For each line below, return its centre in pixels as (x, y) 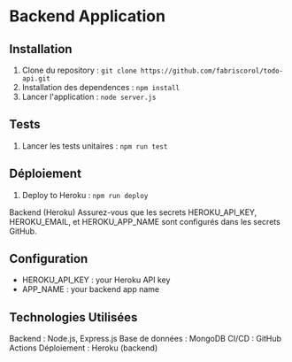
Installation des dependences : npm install (100, 87)
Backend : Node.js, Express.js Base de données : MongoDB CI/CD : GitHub (145, 339)
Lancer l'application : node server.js (89, 96)
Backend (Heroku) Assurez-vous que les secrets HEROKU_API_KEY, (133, 212)
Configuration (49, 259)
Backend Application (88, 16)
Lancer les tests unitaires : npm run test (95, 146)
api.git (36, 79)
